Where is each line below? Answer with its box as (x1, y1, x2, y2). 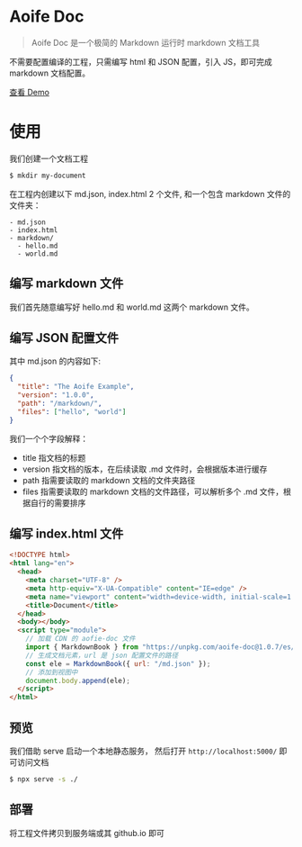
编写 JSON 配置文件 (9, 330, 120, 346)
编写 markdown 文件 (9, 276, 124, 292)
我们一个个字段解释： (9, 433, 88, 444)
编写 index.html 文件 (9, 527, 124, 542)
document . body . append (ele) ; (25, 676, 130, 685)
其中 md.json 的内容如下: (9, 356, 102, 366)
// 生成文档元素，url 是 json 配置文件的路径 (25, 651, 179, 660)
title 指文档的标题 (22, 452, 86, 463)
